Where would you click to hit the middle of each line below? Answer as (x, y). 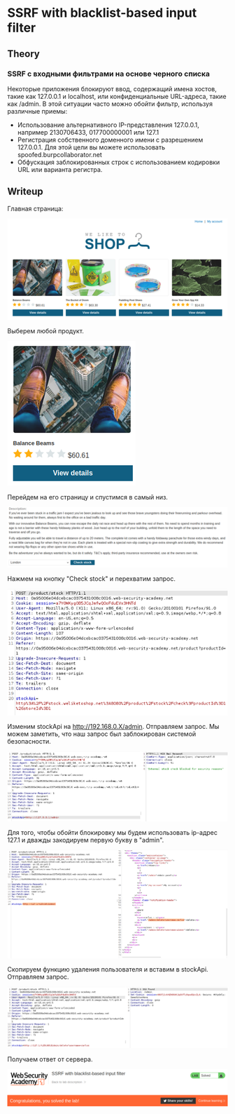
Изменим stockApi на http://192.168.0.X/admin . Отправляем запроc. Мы (113, 726)
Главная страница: (35, 208)
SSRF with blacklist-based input (102, 13)
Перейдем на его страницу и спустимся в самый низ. (87, 497)
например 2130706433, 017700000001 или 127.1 (88, 132)
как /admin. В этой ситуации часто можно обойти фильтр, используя (110, 104)
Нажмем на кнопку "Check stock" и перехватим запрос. (92, 578)
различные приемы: (37, 111)
